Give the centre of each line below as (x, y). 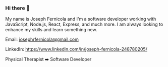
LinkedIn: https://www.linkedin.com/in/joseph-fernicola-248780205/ (76, 49)
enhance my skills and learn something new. (51, 30)
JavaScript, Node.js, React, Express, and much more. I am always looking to (84, 24)
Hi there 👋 (18, 8)
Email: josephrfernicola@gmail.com (42, 39)
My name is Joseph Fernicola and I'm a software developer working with (81, 19)
